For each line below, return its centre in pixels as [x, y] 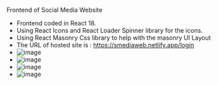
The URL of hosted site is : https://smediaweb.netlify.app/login [105, 45]
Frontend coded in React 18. [56, 23]
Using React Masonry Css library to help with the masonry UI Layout [113, 38]
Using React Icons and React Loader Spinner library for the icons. [109, 31]
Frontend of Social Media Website [54, 10]
